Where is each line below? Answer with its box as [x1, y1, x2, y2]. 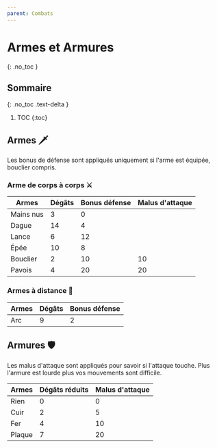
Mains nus [10, 210, 44, 220]
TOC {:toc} [16, 114, 48, 122]
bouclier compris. [7, 163, 57, 172]
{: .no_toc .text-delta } [7, 100, 69, 108]
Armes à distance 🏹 [7, 286, 73, 296]
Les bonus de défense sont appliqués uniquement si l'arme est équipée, [7, 156, 211, 165]
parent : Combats [7, 10, 53, 17]
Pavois [10, 266, 32, 275]
